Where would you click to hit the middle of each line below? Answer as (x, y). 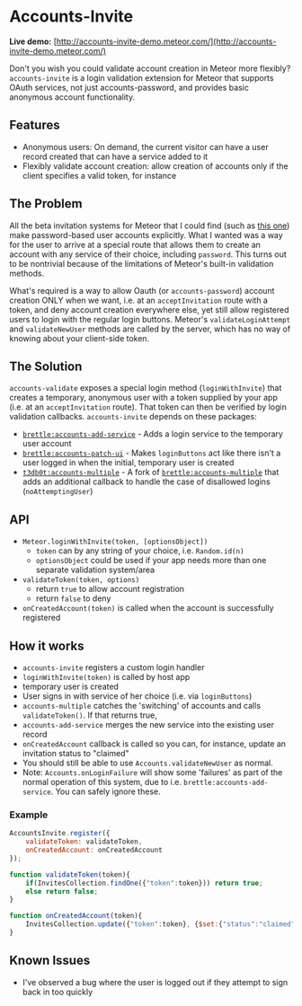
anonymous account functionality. (72, 97)
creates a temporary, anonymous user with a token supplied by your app (144, 398)
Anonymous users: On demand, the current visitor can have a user (145, 146)
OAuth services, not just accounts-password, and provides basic (129, 87)
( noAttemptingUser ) (58, 491)
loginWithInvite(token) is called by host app (106, 677)
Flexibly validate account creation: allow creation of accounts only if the (155, 166)
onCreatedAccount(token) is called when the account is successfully (148, 608)
